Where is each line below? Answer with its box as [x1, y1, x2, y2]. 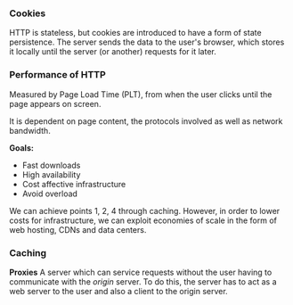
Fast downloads [21, 160, 81, 170]
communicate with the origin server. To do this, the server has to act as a [9, 276, 278, 287]
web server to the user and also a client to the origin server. [9, 285, 229, 296]
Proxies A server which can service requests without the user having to [9, 267, 273, 277]
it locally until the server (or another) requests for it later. [9, 46, 216, 57]
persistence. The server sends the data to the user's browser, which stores [9, 37, 285, 47]
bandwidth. [9, 125, 51, 136]
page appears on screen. [9, 98, 102, 109]
